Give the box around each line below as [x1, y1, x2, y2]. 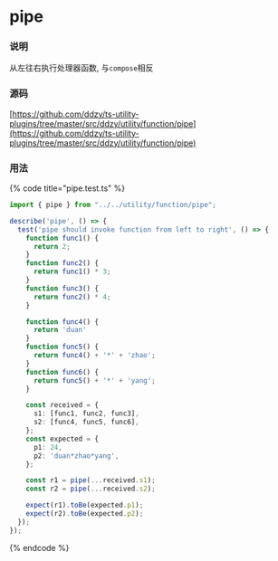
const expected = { [25, 434, 100, 443]
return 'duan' [33, 326, 88, 335]
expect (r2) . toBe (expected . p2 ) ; [25, 509, 144, 518]
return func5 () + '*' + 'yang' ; [33, 376, 156, 385]
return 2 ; [33, 242, 71, 251]
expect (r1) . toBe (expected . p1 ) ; [25, 500, 144, 510]
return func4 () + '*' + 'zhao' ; [33, 351, 156, 360]
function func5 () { [25, 342, 100, 352]
